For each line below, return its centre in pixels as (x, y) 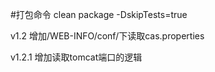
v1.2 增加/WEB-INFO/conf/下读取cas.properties (107, 36)
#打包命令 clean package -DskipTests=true (99, 14)
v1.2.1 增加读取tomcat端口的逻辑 (76, 57)
